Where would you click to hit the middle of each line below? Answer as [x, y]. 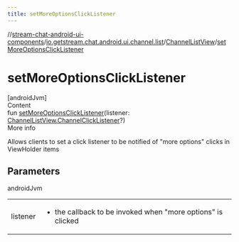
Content [19, 105]
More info [22, 128]
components [26, 42]
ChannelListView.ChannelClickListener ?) [67, 120]
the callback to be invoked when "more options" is [138, 212]
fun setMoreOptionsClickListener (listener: [69, 112]
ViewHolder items [33, 149]
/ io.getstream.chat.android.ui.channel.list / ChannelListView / [131, 42]
